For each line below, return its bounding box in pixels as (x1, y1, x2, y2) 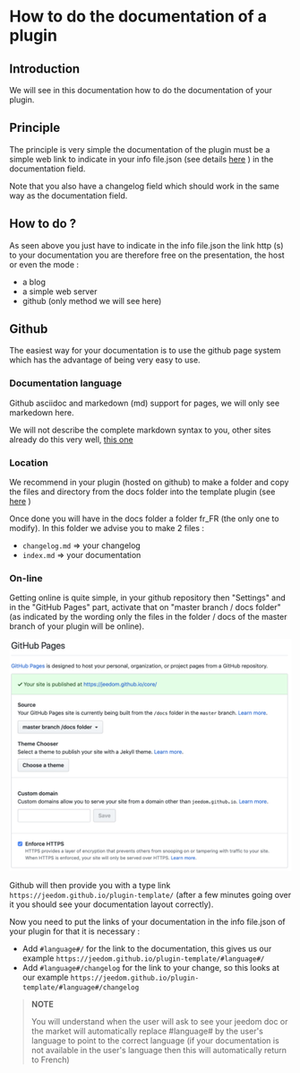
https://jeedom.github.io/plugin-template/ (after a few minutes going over (9, 889, 292, 900)
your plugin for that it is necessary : (9, 926, 141, 937)
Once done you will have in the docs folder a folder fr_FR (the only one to (9, 513, 279, 524)
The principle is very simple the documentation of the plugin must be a (9, 144, 270, 154)
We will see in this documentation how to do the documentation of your (9, 85, 273, 95)
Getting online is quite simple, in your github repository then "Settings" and (9, 592, 287, 603)
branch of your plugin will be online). (9, 621, 145, 632)
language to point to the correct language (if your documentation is (30, 1034, 279, 1046)
